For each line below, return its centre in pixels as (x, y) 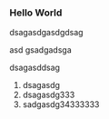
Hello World (36, 13)
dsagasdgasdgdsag (46, 33)
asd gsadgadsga (41, 50)
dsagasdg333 (49, 95)
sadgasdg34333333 (61, 104)
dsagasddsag (35, 68)
